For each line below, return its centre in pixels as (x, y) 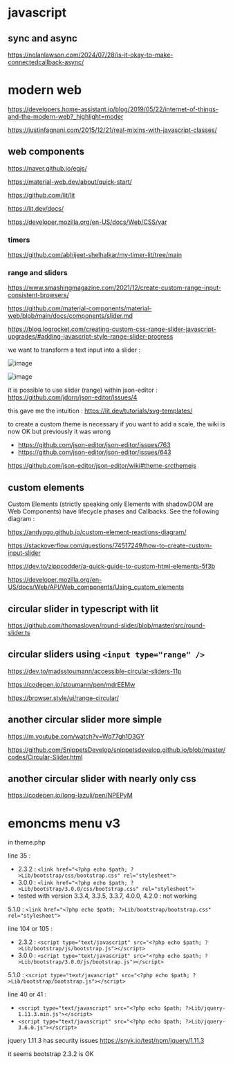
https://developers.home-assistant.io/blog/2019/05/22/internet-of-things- (113, 109)
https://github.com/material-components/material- (80, 308)
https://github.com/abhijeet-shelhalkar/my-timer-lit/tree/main (95, 255)
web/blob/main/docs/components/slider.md (71, 316)
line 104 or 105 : (30, 929)
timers (19, 240)
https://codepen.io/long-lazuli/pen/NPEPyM (71, 795)
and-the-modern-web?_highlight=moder (66, 116)
